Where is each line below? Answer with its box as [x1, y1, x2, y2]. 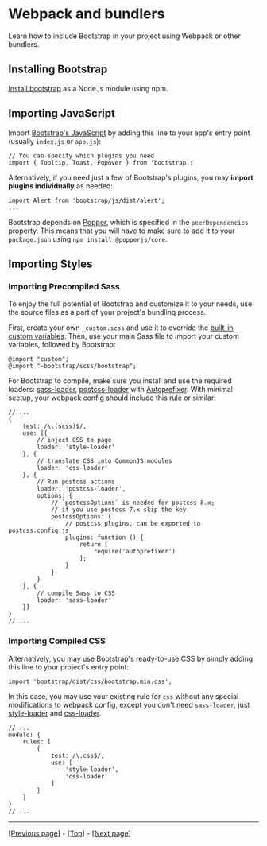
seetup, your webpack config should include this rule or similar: [8, 393, 216, 402]
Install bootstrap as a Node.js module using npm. [8, 83, 168, 93]
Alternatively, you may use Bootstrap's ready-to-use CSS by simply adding [8, 654, 253, 663]
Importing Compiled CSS [8, 635, 106, 646]
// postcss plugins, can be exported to [64, 520, 201, 528]
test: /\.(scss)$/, [22, 422, 87, 430]
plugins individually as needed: [8, 180, 114, 191]
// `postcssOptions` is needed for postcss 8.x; [50, 499, 215, 507]
